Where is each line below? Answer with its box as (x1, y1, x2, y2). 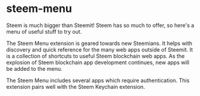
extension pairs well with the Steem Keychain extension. (6, 83, 145, 90)
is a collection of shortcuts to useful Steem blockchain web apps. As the (6, 52, 185, 59)
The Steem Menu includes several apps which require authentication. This (6, 77, 190, 84)
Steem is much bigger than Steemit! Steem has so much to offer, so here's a (6, 22, 195, 29)
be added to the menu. (6, 65, 63, 72)
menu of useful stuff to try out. (6, 28, 82, 35)
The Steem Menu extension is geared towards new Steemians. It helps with (6, 40, 193, 47)
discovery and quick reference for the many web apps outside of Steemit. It (6, 46, 193, 53)
